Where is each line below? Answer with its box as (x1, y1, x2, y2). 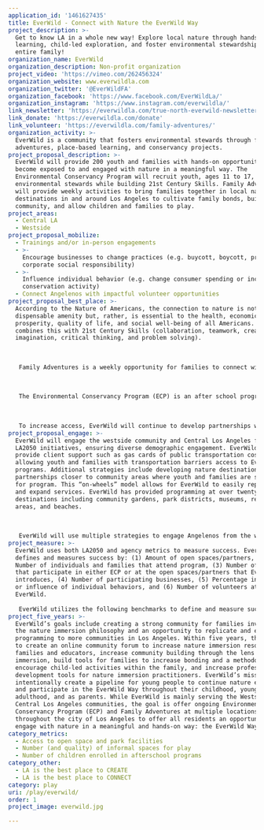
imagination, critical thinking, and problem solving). (15, 334, 202, 342)
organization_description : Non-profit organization (8, 63, 181, 71)
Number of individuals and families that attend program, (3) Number (15, 561, 247, 569)
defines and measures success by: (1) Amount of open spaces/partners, (15, 553, 255, 562)
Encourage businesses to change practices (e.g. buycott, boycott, (22, 253, 247, 261)
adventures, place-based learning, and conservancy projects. (15, 143, 223, 151)
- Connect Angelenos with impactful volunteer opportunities (15, 290, 220, 298)
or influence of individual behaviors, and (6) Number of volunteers (15, 583, 247, 591)
